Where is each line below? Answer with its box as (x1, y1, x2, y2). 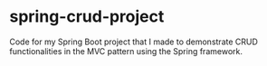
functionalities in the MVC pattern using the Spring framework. (9, 45, 243, 56)
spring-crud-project (9, 6, 165, 27)
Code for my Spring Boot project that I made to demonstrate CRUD (9, 36, 258, 47)
